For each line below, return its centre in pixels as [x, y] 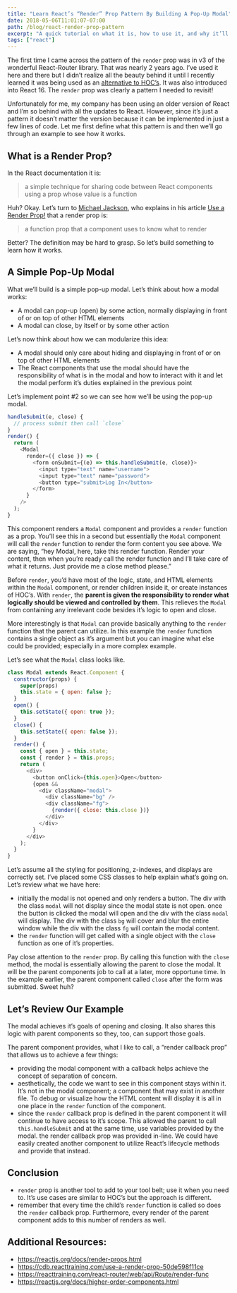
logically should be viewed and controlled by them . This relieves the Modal [117, 602]
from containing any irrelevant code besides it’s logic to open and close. [112, 609]
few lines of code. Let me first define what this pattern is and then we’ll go [115, 126]
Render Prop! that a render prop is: [57, 215]
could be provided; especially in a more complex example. [92, 645]
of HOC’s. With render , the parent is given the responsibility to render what [118, 595]
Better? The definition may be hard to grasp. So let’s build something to [110, 242]
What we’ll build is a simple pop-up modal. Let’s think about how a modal [113, 289]
